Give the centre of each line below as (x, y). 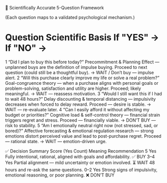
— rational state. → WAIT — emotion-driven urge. (56, 141)
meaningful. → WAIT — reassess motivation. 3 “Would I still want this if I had (83, 93)
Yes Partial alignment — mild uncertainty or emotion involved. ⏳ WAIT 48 (80, 163)
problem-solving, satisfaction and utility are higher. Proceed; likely (73, 88)
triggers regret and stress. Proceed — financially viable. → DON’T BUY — (81, 120)
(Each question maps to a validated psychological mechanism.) (70, 17)
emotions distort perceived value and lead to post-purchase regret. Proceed (83, 136)
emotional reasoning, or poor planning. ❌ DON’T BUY (60, 175)
